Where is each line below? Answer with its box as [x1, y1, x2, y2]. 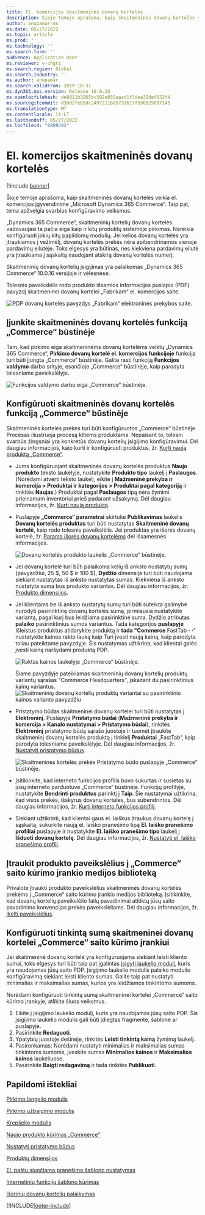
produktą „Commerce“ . [6, 450, 63, 458]
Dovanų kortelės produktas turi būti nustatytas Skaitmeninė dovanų [15, 519, 189, 527]
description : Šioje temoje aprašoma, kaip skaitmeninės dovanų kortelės [6, 15, 195, 21]
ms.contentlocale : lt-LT [6, 111, 70, 117]
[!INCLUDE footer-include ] [6, 1202, 71, 1209]
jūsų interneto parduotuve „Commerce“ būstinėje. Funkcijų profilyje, [15, 783, 185, 790]
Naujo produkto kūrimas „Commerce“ [6, 1131, 101, 1139]
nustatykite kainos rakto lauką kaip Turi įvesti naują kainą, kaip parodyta [15, 633, 196, 641]
